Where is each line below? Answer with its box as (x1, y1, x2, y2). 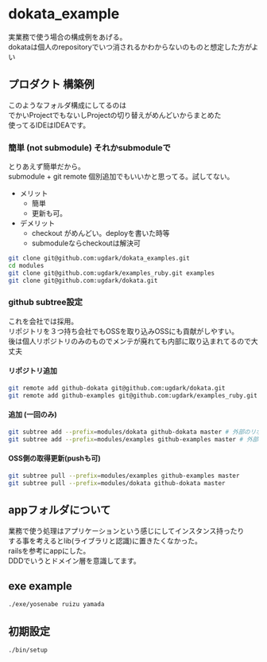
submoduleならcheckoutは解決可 (31, 238, 141, 248)
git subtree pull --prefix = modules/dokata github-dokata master (8, 479, 226, 487)
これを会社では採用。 (8, 316, 78, 326)
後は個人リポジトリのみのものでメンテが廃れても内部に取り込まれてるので (8, 336, 252, 346)
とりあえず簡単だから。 (8, 162, 85, 171)
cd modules (8, 261, 44, 269)
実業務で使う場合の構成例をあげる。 (8, 32, 127, 41)
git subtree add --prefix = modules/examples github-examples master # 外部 (8, 435, 259, 443)
